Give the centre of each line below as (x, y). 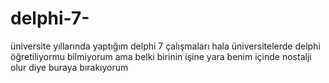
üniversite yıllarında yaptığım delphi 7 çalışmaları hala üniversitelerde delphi (165, 46)
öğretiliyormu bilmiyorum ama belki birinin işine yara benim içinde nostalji (161, 56)
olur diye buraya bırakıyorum (69, 67)
